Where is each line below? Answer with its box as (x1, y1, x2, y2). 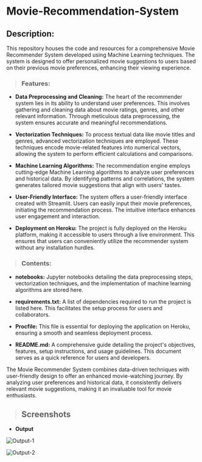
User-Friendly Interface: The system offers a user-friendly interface (15, 193, 187, 201)
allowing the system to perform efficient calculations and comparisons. (15, 151, 193, 158)
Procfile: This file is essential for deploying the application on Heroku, (15, 322, 190, 330)
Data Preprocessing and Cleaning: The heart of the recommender (15, 93, 183, 101)
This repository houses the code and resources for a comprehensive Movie (6, 44, 195, 52)
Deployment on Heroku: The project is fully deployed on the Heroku (15, 224, 187, 232)
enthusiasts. (6, 391, 37, 399)
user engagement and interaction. (15, 213, 100, 220)
